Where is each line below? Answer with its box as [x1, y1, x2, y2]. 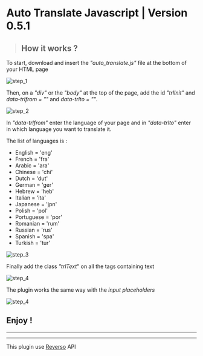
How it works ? [21, 43, 79, 53]
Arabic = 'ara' [14, 162, 50, 169]
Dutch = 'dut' [14, 175, 48, 182]
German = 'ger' [14, 181, 53, 188]
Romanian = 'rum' [14, 220, 60, 227]
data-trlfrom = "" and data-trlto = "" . [6, 96, 98, 102]
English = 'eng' [14, 149, 53, 156]
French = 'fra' [14, 155, 50, 163]
